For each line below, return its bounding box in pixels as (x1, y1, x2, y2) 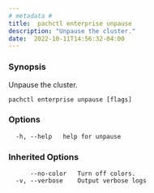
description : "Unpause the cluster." (8, 27, 136, 35)
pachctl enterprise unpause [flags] (8, 95, 132, 104)
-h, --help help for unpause (15, 132, 122, 140)
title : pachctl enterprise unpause (8, 19, 132, 28)
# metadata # (8, 11, 53, 20)
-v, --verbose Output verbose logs (15, 177, 148, 185)
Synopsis (8, 62, 46, 73)
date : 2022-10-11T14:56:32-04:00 (8, 34, 126, 43)
